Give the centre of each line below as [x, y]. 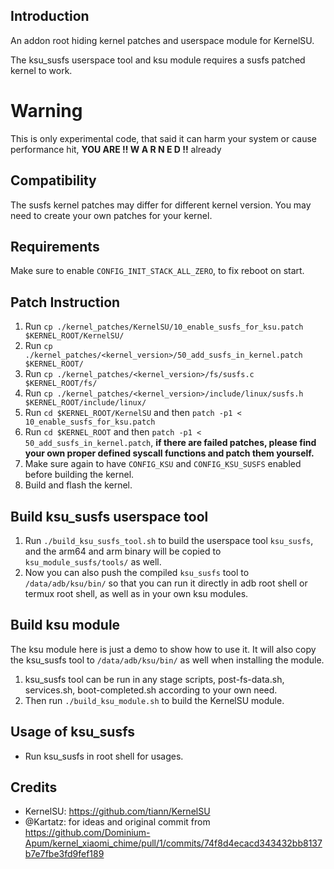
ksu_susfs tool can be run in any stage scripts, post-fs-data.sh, [154, 679]
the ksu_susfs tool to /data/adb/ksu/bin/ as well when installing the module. [167, 660]
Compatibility [53, 180]
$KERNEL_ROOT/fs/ [61, 384]
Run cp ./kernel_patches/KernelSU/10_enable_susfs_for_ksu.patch [164, 326]
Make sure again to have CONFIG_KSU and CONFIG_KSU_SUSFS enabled [163, 464]
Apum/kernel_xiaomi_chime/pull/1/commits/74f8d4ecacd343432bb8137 [173, 843]
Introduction [50, 16]
